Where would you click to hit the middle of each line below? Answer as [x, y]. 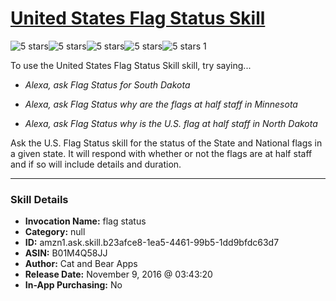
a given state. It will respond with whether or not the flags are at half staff [161, 153]
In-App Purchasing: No [73, 285]
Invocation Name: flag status [85, 221]
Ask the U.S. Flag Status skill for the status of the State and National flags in [166, 143]
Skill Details [39, 199]
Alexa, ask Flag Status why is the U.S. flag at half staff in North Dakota [171, 123]
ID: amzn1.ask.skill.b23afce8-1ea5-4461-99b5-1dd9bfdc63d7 [152, 243]
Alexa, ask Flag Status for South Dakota [107, 84]
